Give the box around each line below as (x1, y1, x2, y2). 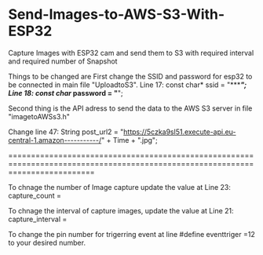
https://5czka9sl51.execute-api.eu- (122, 127, 237, 137)
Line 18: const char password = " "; (8, 88, 123, 97)
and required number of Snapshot (8, 56, 118, 66)
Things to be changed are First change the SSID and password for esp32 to (8, 71, 253, 81)
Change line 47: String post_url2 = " (8, 127, 124, 137)
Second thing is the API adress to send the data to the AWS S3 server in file (8, 104, 253, 113)
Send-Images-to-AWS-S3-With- (8, 5, 225, 24)
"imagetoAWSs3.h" (8, 111, 71, 121)
